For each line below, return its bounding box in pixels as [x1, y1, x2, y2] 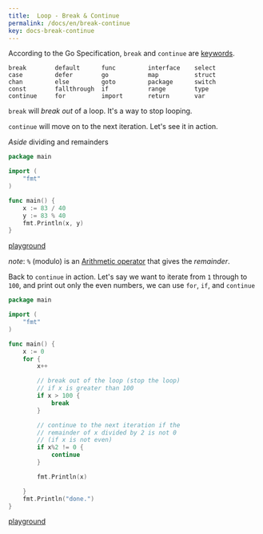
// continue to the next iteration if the [37, 421, 181, 429]
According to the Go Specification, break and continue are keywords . [8, 49, 236, 59]
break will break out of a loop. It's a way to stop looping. [8, 106, 193, 116]
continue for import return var [8, 92, 205, 100]
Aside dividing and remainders [8, 137, 110, 147]
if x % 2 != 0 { [37, 443, 84, 451]
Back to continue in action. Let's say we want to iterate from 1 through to [8, 272, 248, 281]
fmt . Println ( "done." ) [22, 495, 94, 503]
